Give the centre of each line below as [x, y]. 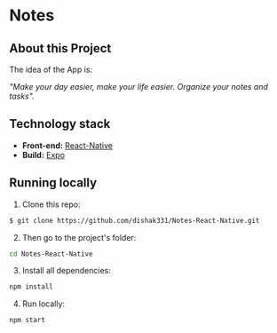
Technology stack [60, 124]
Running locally [53, 183]
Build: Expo [43, 155]
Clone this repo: [51, 204]
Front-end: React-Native [67, 145]
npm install [31, 287]
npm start [28, 321]
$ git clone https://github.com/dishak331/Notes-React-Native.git [135, 220]
